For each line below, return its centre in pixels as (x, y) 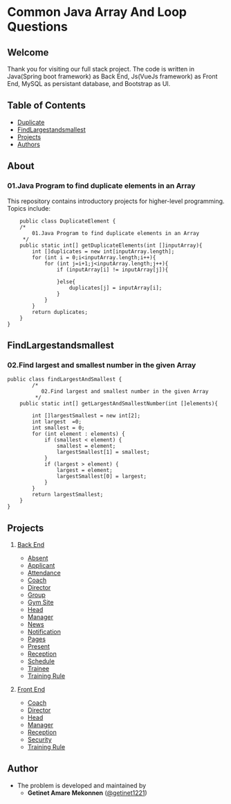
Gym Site (40, 602)
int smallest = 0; (58, 428)
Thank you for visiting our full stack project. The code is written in (101, 69)
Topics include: (29, 208)
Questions (37, 27)
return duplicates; (60, 312)
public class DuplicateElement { (68, 221)
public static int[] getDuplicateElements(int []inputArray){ (111, 245)
